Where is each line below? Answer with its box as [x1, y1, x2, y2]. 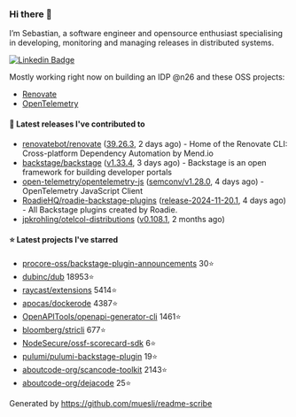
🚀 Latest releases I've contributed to [9, 119, 145, 129]
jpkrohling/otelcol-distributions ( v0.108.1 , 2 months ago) [21, 213, 226, 224]
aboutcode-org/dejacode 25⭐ [21, 377, 131, 388]
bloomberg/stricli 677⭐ [21, 324, 106, 335]
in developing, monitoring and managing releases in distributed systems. [9, 37, 275, 48]
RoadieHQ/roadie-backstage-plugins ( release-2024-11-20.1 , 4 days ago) [21, 195, 286, 205]
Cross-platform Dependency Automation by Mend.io [21, 148, 214, 158]
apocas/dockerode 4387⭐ [21, 297, 118, 308]
